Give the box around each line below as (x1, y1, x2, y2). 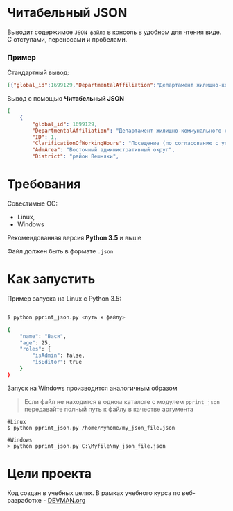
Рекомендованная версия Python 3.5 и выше (7, 234, 142, 242)
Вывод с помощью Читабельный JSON (7, 94, 125, 103)
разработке (7, 496, 42, 504)
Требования (7, 176, 81, 192)
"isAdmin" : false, (32, 352, 85, 359)
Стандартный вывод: (7, 68, 69, 77)
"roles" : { (19, 346, 51, 353)
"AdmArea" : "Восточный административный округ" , (32, 146, 175, 153)
